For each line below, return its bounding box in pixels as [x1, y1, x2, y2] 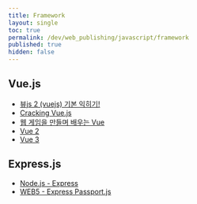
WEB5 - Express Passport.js [19, 187, 112, 196]
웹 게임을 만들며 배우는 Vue [19, 117, 105, 127]
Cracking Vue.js [19, 108, 72, 117]
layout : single [8, 19, 59, 27]
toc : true [8, 26, 41, 34]
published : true [8, 41, 62, 49]
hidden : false [8, 48, 55, 56]
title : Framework [8, 11, 66, 20]
